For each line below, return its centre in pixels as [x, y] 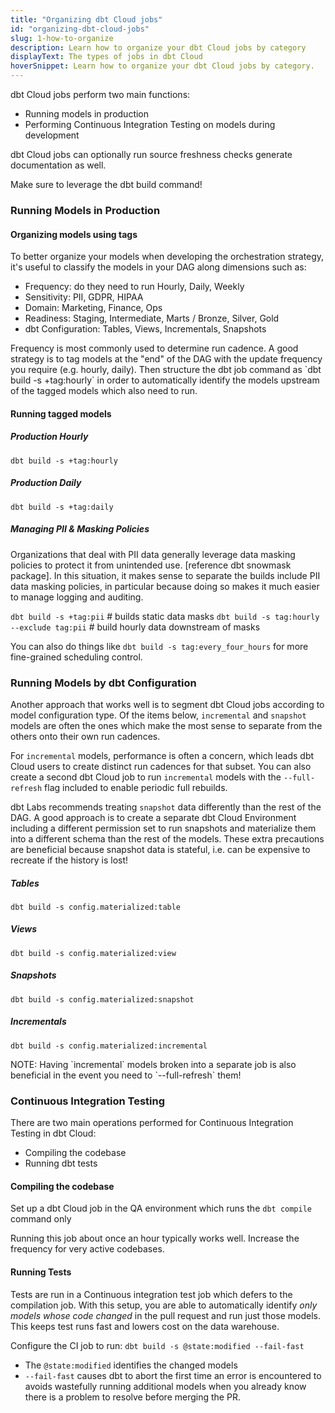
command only [41, 1219]
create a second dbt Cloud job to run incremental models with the [146, 777]
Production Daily [46, 483]
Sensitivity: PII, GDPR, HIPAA [84, 297]
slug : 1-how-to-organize [62, 38]
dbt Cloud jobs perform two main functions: [100, 94]
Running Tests [41, 1272]
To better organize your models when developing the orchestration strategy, [167, 257]
